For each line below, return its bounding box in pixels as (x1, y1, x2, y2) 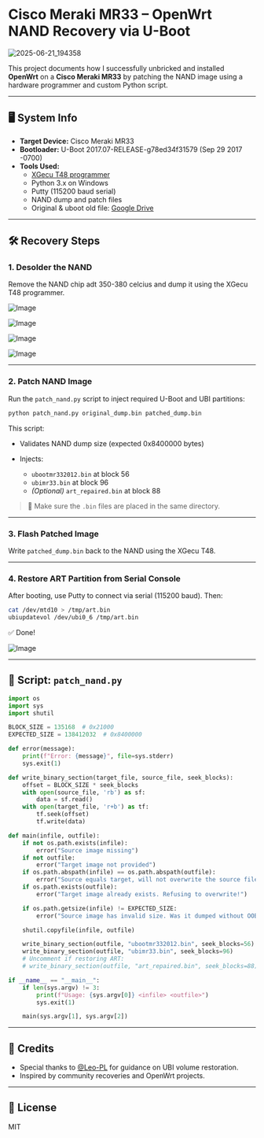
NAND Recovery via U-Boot (8, 22, 191, 40)
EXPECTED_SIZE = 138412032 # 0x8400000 (8, 730, 143, 739)
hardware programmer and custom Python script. (8, 80, 169, 90)
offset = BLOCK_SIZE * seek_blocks (22, 781, 139, 789)
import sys (8, 702, 44, 710)
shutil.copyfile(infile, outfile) (22, 926, 135, 934)
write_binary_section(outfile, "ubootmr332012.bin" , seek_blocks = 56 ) (22, 940, 255, 948)
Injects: (19, 454, 44, 464)
